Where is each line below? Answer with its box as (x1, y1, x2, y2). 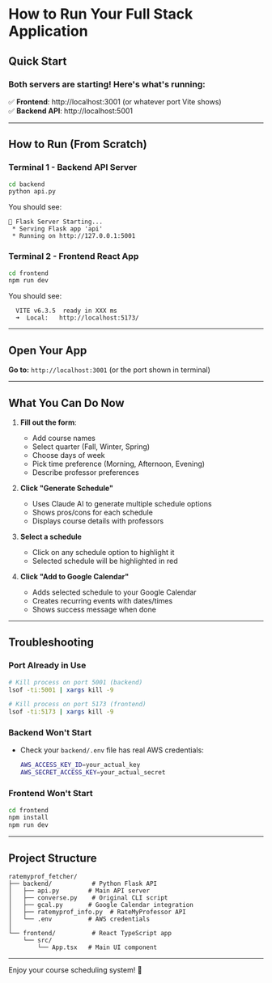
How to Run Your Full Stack (8, 5, 193, 23)
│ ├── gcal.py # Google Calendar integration (8, 900, 194, 909)
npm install (8, 814, 49, 822)
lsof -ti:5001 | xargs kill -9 (8, 685, 114, 694)
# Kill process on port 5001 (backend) (8, 678, 143, 686)
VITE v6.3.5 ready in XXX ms (15, 307, 117, 316)
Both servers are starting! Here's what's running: (8, 78, 206, 90)
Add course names (32, 433, 96, 443)
